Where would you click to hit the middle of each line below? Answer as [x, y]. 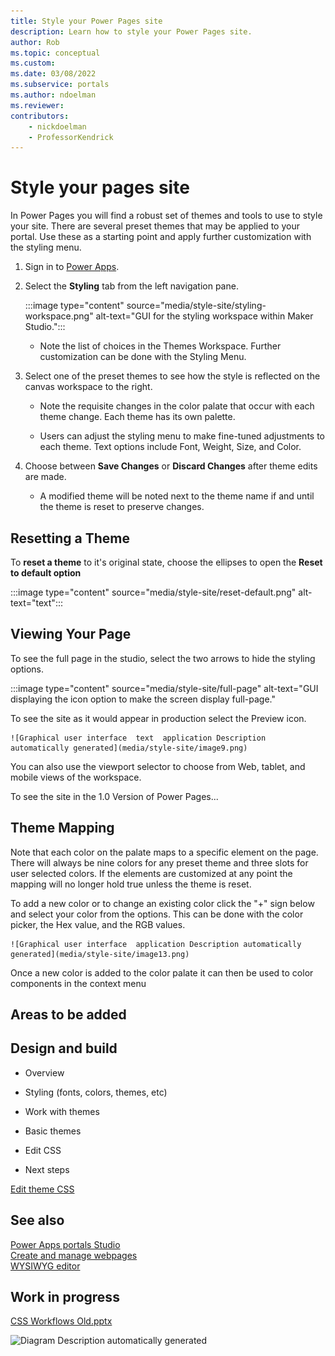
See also [37, 1220]
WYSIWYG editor [45, 1266]
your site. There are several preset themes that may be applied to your [155, 226]
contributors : [40, 116]
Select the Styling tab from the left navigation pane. [131, 286]
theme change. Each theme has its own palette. [137, 417]
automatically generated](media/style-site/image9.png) [129, 748]
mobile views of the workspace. [76, 777]
